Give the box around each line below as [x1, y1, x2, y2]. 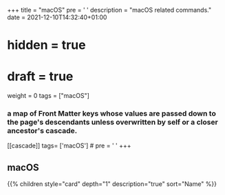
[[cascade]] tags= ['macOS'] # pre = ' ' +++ [7, 141, 131, 150]
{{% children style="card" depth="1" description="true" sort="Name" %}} [7, 180, 217, 188]
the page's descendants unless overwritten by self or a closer [7, 117, 218, 127]
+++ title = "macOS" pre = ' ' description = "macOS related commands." [7, 6, 212, 14]
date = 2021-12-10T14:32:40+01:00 [7, 13, 107, 21]
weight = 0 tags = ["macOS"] [7, 92, 89, 100]
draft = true [7, 69, 74, 85]
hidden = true [7, 37, 86, 53]
